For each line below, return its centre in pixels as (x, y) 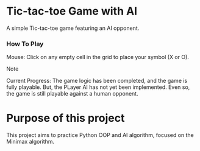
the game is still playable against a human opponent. (72, 94)
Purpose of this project (66, 118)
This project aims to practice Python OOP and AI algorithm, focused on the (100, 135)
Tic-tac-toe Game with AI (72, 11)
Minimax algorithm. (30, 142)
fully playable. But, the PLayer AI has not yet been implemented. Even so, (98, 87)
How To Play (25, 44)
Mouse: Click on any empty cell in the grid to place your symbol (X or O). (98, 57)
